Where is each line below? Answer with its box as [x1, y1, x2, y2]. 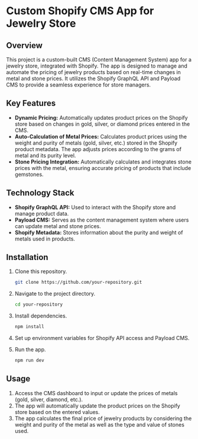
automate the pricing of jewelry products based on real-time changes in [6, 69, 181, 75]
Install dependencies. [14, 312, 67, 319]
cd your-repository [14, 302, 63, 307]
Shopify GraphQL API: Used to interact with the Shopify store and [14, 203, 176, 211]
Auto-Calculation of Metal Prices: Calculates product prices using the [14, 133, 187, 140]
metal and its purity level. [14, 152, 76, 159]
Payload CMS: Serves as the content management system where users [14, 216, 189, 223]
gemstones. [14, 171, 44, 178]
